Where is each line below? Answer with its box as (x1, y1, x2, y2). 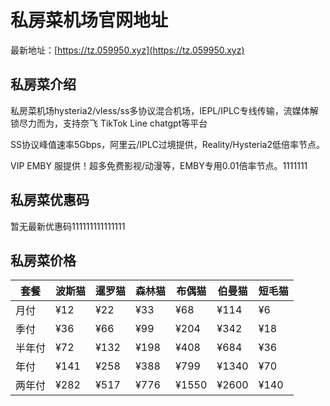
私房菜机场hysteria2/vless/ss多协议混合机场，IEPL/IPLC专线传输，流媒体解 (10, 104, 319, 116)
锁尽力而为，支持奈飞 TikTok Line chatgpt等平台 (10, 117, 208, 129)
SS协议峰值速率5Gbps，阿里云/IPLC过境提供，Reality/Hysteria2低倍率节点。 (10, 138, 325, 150)
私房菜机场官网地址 (10, 9, 169, 32)
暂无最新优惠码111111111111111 (10, 220, 126, 232)
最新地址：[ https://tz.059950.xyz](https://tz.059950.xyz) (10, 44, 245, 56)
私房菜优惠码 (10, 192, 90, 209)
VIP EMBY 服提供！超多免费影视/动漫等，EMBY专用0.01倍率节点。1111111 (10, 159, 308, 171)
